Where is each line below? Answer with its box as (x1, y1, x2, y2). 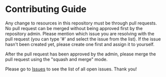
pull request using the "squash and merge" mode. (5, 56, 108, 62)
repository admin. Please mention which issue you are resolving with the (5, 30, 154, 36)
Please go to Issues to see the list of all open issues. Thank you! (5, 66, 137, 72)
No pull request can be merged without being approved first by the (5, 25, 143, 31)
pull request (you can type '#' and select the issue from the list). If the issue (5, 36, 161, 42)
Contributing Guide (5, 3, 86, 15)
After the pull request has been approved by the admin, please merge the (5, 51, 156, 57)
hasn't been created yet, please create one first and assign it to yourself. (5, 41, 155, 47)
